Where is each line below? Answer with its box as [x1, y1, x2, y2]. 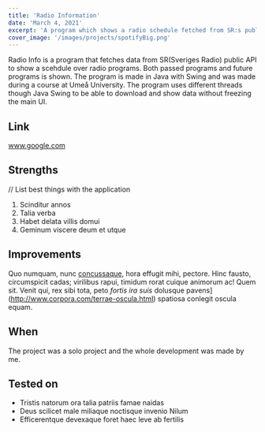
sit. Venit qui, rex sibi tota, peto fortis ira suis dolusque [8, 285, 185, 295]
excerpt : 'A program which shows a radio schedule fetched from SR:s [8, 26, 242, 34]
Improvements [8, 248, 81, 261]
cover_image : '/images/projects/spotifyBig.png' [8, 33, 171, 42]
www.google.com [8, 141, 65, 151]
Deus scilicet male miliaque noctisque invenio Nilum [19, 407, 188, 416]
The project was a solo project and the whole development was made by [8, 346, 244, 356]
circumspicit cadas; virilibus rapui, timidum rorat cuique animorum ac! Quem [8, 277, 256, 286]
